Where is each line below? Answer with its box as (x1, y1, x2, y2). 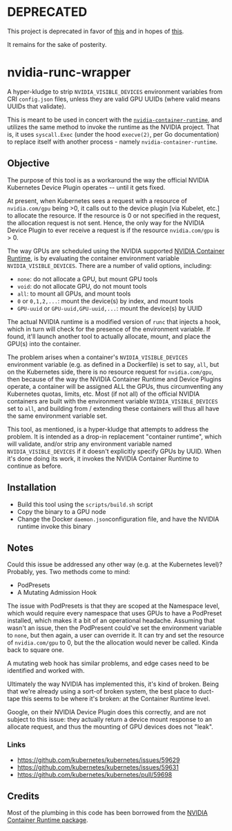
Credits (7, 790, 40, 802)
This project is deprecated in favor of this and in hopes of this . (7, 27, 184, 35)
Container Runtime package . (7, 816, 88, 824)
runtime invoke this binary (17, 522, 91, 531)
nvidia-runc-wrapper (7, 65, 131, 80)
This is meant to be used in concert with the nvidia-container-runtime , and (7, 115, 222, 124)
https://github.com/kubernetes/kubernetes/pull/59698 (17, 770, 173, 779)
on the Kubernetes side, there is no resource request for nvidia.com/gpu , (7, 367, 214, 376)
